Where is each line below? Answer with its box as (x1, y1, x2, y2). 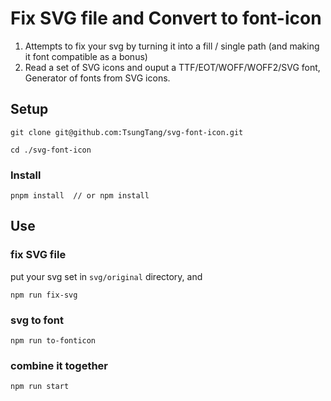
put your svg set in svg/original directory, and (10, 270, 203, 282)
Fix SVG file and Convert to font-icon (10, 7, 322, 30)
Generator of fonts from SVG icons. (24, 72, 171, 84)
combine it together (10, 358, 109, 372)
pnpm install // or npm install (10, 191, 150, 201)
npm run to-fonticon (10, 336, 97, 346)
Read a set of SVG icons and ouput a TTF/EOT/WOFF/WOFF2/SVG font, (24, 61, 321, 73)
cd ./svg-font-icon (10, 145, 92, 155)
